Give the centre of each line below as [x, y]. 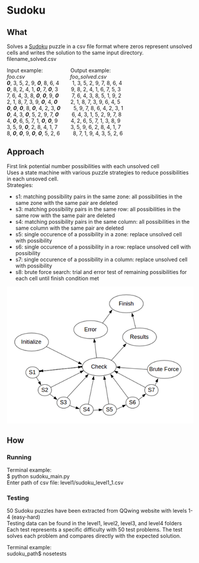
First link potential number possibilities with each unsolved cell [83, 166]
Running [19, 457]
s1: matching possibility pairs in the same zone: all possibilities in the [99, 197]
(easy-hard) [26, 517]
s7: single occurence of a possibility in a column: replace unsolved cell [101, 259]
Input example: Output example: [59, 70]
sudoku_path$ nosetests [37, 554]
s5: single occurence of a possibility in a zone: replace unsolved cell [99, 234]
